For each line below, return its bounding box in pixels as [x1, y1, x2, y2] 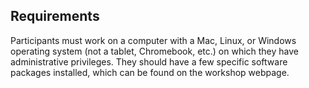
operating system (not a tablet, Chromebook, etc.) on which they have [10, 45, 300, 57]
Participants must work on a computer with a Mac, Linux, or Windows [10, 34, 297, 46]
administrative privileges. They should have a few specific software [10, 55, 288, 68]
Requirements [10, 8, 100, 25]
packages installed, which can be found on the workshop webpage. [10, 66, 290, 78]
